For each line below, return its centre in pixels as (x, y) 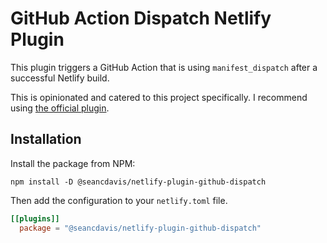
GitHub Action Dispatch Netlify (141, 18)
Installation (46, 139)
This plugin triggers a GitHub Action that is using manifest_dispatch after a (164, 67)
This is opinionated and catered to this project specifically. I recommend (159, 97)
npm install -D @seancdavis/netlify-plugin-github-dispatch (138, 182)
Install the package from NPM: (73, 163)
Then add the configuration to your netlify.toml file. (119, 200)
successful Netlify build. (60, 78)
